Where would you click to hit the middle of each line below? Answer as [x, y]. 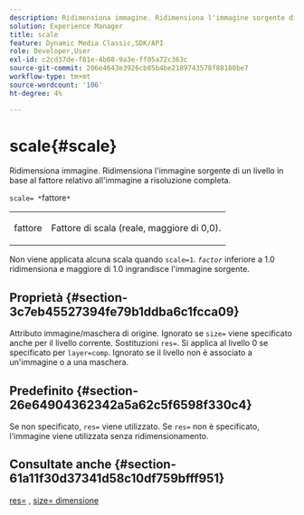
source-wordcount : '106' [56, 85]
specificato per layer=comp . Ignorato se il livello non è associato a [131, 352]
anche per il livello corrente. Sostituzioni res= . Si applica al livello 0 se [139, 343]
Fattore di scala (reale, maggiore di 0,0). [136, 229]
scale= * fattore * [40, 198]
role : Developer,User [50, 51]
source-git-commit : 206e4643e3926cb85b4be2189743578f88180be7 [129, 69]
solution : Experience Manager [66, 26]
